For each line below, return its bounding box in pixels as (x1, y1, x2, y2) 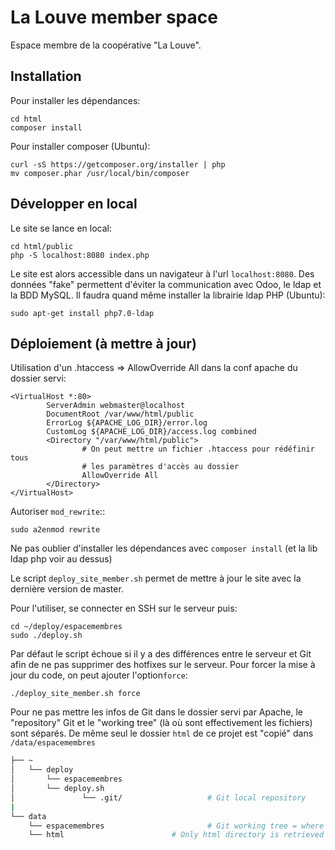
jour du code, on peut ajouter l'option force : (10, 669, 188, 681)
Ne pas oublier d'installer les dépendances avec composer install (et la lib (10, 542, 318, 555)
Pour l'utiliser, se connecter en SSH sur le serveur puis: (10, 602, 238, 615)
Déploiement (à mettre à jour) (10, 335, 197, 352)
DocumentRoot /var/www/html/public (46, 409, 195, 420)
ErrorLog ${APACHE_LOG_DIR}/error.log (46, 418, 208, 428)
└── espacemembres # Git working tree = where (28, 821, 325, 831)
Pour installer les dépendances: (10, 94, 141, 106)
